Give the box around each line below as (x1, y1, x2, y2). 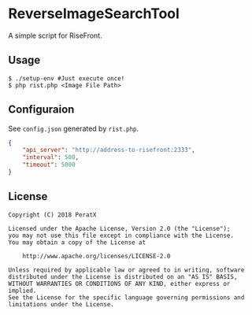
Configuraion (8, 103, 75, 117)
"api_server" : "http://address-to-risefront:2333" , (22, 146, 195, 154)
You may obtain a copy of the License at (8, 238, 146, 246)
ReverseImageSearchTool (8, 5, 180, 23)
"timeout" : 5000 (22, 161, 76, 169)
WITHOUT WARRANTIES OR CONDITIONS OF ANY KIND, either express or (8, 280, 231, 287)
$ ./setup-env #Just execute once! (8, 74, 125, 83)
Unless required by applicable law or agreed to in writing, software (8, 265, 245, 274)
